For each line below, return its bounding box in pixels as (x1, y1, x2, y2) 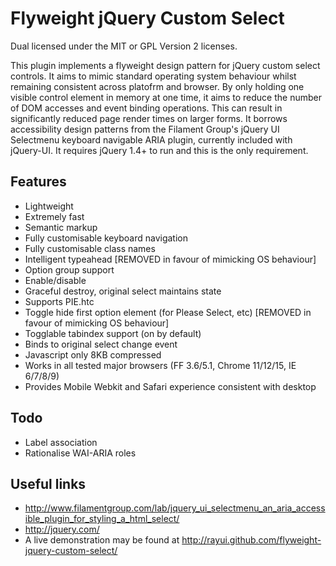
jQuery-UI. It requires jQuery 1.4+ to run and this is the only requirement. (10, 144, 309, 156)
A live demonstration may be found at (24, 534, 180, 546)
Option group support (24, 263, 115, 276)
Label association (24, 436, 98, 448)
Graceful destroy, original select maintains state (24, 285, 222, 297)
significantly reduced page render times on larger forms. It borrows (10, 112, 288, 124)
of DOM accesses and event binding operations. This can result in (10, 102, 283, 114)
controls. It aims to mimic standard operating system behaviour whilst (10, 70, 297, 82)
